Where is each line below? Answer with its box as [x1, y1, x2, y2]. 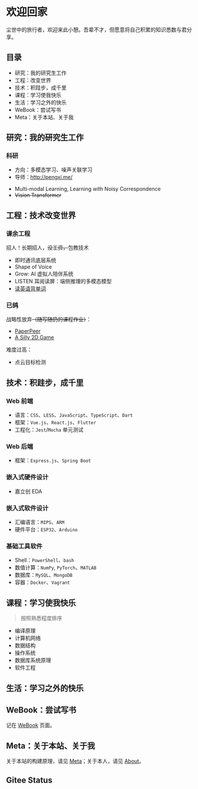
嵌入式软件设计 [6, 504, 49, 512]
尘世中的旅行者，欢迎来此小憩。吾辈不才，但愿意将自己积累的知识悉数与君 [6, 26, 187, 33]
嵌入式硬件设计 [6, 473, 49, 482]
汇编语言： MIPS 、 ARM [14, 518, 65, 525]
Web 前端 [6, 397, 34, 405]
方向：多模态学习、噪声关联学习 [14, 166, 93, 173]
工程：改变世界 [14, 76, 51, 83]
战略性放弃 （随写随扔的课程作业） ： [6, 316, 91, 323]
